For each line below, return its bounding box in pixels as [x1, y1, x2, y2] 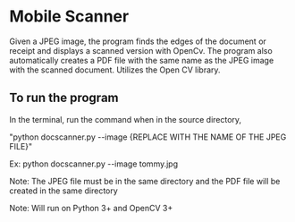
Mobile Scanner [9, 6, 130, 27]
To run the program [9, 90, 119, 106]
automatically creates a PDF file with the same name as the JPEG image [9, 55, 274, 65]
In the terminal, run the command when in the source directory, [9, 114, 242, 124]
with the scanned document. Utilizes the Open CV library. [9, 64, 221, 75]
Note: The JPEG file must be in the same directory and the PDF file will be [9, 175, 281, 186]
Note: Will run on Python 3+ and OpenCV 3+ [9, 202, 173, 213]
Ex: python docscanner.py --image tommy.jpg [9, 158, 179, 169]
